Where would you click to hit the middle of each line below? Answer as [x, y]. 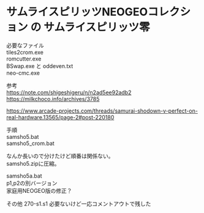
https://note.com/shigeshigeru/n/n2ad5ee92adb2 [69, 92]
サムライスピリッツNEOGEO [77, 12]
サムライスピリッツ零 [97, 27]
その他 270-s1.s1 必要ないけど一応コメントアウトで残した [79, 204]
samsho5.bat [23, 136]
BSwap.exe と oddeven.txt [40, 66]
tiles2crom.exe [25, 52]
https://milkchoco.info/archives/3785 [53, 99]
